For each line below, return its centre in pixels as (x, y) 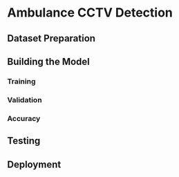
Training (21, 81)
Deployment (34, 164)
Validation (25, 100)
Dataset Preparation (51, 38)
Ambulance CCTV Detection (90, 13)
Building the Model (48, 61)
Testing (24, 141)
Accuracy (24, 118)
